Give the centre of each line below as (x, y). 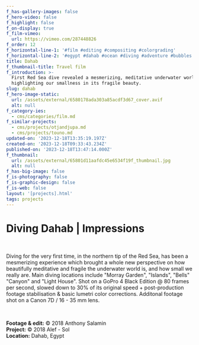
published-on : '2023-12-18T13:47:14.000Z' (59, 149)
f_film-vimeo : (24, 34)
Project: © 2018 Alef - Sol (38, 330)
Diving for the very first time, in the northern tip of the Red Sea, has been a (97, 256)
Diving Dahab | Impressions (76, 228)
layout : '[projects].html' (39, 193)
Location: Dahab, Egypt (35, 336)
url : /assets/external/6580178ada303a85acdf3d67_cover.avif (87, 100)
